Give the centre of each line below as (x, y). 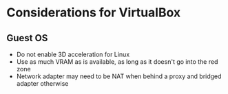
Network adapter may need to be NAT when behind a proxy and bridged (119, 76)
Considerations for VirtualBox (94, 13)
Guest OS (27, 38)
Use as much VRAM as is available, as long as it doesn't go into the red (117, 62)
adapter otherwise (42, 83)
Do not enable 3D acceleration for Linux (73, 54)
